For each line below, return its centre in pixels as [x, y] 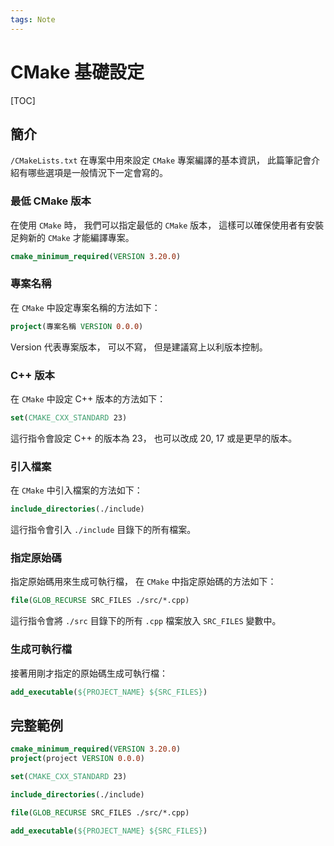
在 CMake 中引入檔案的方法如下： [76, 490]
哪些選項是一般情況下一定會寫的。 [97, 173]
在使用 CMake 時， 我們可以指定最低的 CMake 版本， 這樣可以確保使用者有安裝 [167, 225]
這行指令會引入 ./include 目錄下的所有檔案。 [103, 530]
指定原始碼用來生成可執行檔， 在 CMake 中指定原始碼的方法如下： [143, 582]
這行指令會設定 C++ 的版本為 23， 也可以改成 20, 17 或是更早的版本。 [154, 438]
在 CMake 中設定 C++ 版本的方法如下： [88, 399]
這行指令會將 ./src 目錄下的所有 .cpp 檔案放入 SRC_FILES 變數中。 [146, 621]
